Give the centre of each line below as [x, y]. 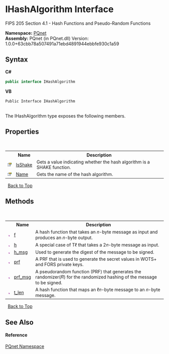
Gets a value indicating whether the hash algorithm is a [93, 162]
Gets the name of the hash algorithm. [75, 174]
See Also [19, 322]
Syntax [17, 60]
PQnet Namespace [25, 346]
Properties [22, 132]
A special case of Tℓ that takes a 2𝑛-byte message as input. [97, 245]
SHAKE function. [54, 167]
